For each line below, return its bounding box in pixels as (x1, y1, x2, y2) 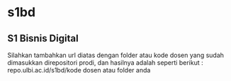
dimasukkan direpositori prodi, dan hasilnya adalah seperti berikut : (7, 58, 203, 67)
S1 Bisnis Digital (7, 32, 79, 44)
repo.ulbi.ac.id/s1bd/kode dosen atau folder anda (7, 66, 151, 74)
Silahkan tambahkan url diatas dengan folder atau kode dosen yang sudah (7, 51, 225, 59)
